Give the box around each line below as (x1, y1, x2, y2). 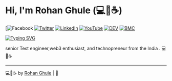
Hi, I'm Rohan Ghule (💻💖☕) (5, 5, 123, 16)
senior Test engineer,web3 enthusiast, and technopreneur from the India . (5, 45, 161, 51)
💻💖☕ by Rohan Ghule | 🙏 (5, 70, 59, 76)
